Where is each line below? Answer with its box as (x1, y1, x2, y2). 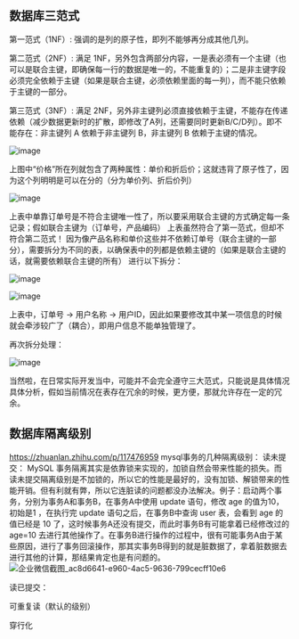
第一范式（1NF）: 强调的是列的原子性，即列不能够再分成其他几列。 (9, 34, 254, 45)
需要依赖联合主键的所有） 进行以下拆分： (32, 255, 183, 266)
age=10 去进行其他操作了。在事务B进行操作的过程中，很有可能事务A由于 (9, 529, 276, 540)
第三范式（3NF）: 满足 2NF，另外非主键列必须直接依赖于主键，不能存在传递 (9, 105, 288, 116)
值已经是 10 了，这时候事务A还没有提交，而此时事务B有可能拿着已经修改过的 (9, 518, 290, 528)
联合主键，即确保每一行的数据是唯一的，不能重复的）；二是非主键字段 (32, 63, 287, 74)
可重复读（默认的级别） (9, 601, 95, 611)
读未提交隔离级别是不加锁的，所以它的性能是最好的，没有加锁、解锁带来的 (9, 473, 282, 484)
